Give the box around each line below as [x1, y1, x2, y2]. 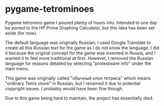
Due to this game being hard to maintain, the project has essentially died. [5, 95, 154, 101]
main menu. [5, 65, 29, 72]
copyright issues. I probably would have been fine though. [5, 85, 123, 91]
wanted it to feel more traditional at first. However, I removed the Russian [5, 55, 154, 61]
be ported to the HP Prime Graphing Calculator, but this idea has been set [5, 25, 155, 30]
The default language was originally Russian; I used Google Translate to [5, 39, 151, 45]
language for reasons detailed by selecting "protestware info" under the [5, 60, 152, 66]
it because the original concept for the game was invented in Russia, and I [5, 50, 156, 56]
